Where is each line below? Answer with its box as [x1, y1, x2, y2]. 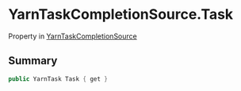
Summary [8, 54, 58, 67]
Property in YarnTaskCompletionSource [8, 31, 137, 41]
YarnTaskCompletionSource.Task [8, 5, 234, 24]
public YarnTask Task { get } [8, 75, 109, 83]
